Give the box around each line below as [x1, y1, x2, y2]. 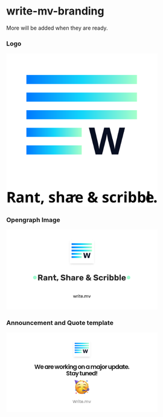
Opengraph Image [6, 215, 60, 224]
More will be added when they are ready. [6, 24, 108, 31]
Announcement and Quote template [6, 318, 113, 327]
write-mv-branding [6, 4, 104, 18]
